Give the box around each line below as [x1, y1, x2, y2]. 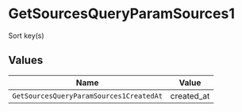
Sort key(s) [8, 31, 45, 40]
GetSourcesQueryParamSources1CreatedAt [12, 91, 163, 100]
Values [8, 54, 44, 67]
